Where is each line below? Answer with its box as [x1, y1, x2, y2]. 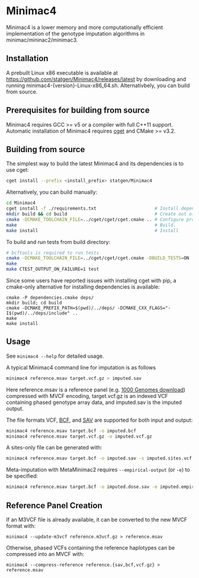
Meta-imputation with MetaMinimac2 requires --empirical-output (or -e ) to [6, 466, 191, 473]
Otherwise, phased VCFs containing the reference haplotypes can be [6, 544, 175, 551]
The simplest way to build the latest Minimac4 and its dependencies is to [6, 160, 184, 167]
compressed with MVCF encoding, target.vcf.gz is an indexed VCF [6, 392, 169, 399]
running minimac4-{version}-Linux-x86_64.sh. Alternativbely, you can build [6, 82, 190, 89]
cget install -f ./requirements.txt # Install [6, 205, 179, 211]
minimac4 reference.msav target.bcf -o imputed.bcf [6, 428, 136, 433]
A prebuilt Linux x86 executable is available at [6, 69, 118, 76]
